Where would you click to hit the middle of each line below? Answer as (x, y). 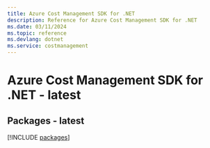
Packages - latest (46, 121)
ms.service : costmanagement (48, 46)
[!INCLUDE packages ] (39, 137)
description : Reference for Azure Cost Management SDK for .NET (102, 20)
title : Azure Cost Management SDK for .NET (71, 14)
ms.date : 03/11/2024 (37, 26)
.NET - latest (44, 95)
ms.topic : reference (37, 33)
